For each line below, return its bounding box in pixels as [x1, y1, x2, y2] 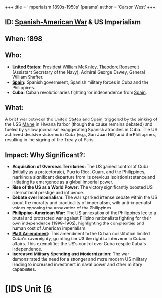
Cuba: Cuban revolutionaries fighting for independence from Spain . [12, 89, 147, 95]
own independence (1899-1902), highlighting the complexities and [12, 220, 144, 226]
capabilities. [12, 267, 36, 272]
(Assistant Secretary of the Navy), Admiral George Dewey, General [12, 69, 145, 74]
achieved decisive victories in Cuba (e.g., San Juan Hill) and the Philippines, [5, 132, 156, 137]
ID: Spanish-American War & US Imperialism [5, 18, 141, 26]
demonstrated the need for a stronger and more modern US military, [12, 256, 148, 262]
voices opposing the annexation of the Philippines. [12, 205, 113, 211]
